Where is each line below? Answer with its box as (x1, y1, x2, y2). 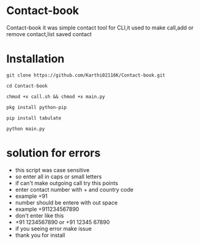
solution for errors (6, 146, 101, 160)
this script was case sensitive (15, 166, 90, 173)
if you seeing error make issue (15, 225, 92, 232)
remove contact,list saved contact (6, 30, 92, 37)
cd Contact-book (6, 83, 48, 89)
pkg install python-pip (6, 104, 67, 110)
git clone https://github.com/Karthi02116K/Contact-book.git (6, 72, 166, 78)
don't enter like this (15, 212, 64, 219)
